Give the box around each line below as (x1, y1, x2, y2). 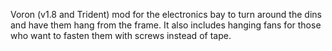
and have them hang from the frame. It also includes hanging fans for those (10, 19, 322, 31)
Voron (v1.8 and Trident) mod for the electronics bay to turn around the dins (10, 9, 322, 20)
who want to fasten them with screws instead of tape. (10, 30, 232, 41)
